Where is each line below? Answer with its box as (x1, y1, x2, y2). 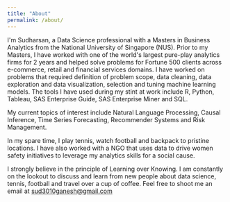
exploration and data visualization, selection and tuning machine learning (7, 80, 217, 88)
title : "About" (7, 10, 51, 17)
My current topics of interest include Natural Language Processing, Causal (7, 108, 221, 117)
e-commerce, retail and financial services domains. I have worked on (7, 65, 205, 74)
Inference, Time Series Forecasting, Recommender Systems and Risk (7, 115, 206, 124)
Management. (7, 123, 47, 131)
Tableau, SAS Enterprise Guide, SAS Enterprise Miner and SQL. (7, 94, 188, 103)
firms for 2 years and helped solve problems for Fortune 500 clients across (7, 58, 222, 66)
